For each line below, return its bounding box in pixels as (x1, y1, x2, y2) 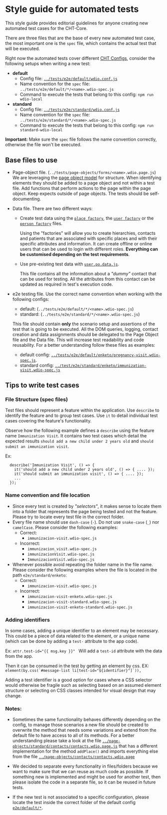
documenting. (12, 196, 41, 202)
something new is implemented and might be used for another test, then (12, 774, 161, 780)
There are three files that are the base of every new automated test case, (5, 35, 156, 41)
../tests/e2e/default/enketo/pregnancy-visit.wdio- (51, 353, 161, 358)
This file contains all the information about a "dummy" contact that (19, 270, 157, 276)
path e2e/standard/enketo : (12, 572, 67, 578)
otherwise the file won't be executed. (5, 141, 82, 148)
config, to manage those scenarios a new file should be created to (12, 722, 149, 728)
